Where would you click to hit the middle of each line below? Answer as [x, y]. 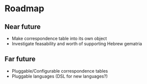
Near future [23, 27]
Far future [20, 59]
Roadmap [24, 9]
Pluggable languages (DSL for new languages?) [60, 76]
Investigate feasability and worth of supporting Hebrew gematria [77, 44]
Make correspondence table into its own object [59, 38]
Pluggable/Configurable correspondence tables [60, 71]
